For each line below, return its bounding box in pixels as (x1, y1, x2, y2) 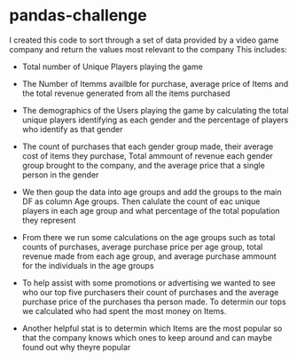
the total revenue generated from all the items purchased (21, 88, 231, 98)
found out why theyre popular (21, 341, 131, 352)
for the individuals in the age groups (21, 260, 154, 271)
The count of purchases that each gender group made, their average (21, 141, 274, 152)
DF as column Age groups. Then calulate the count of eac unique (21, 196, 261, 207)
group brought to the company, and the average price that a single (21, 160, 266, 170)
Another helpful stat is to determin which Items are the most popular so (21, 323, 283, 334)
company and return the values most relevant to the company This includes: (9, 43, 288, 54)
